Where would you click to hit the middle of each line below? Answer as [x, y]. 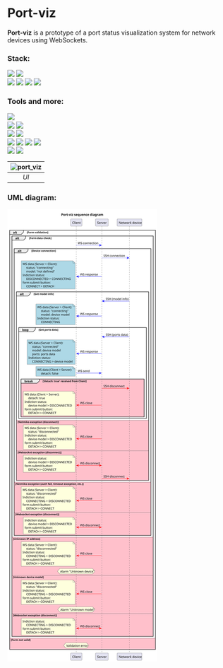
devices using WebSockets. [48, 40]
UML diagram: [32, 197]
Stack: [19, 58]
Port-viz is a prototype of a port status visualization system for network [111, 33]
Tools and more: [36, 102]
